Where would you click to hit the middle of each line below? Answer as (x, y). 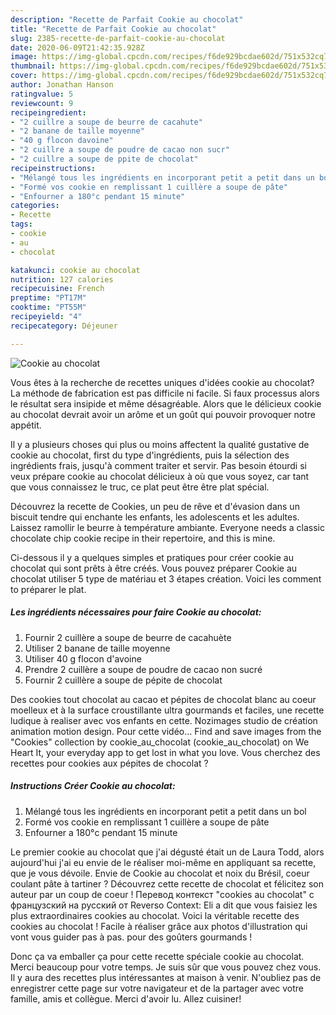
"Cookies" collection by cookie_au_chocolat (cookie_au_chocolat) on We (160, 742)
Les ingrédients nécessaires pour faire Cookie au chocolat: (136, 612)
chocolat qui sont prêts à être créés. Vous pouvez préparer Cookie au (154, 568)
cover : (24, 76)
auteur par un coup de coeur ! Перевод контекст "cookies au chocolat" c (162, 894)
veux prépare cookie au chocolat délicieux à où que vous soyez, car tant (160, 476)
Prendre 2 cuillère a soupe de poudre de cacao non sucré (143, 669)
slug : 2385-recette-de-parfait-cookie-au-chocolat (118, 38)
